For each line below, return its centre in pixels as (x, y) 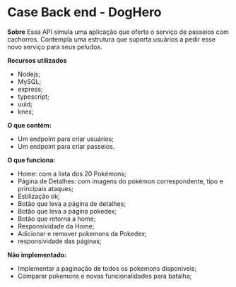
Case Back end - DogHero (84, 12)
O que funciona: (31, 160)
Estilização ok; (39, 196)
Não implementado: (37, 255)
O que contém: (29, 125)
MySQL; (29, 81)
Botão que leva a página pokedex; (67, 211)
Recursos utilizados (37, 60)
